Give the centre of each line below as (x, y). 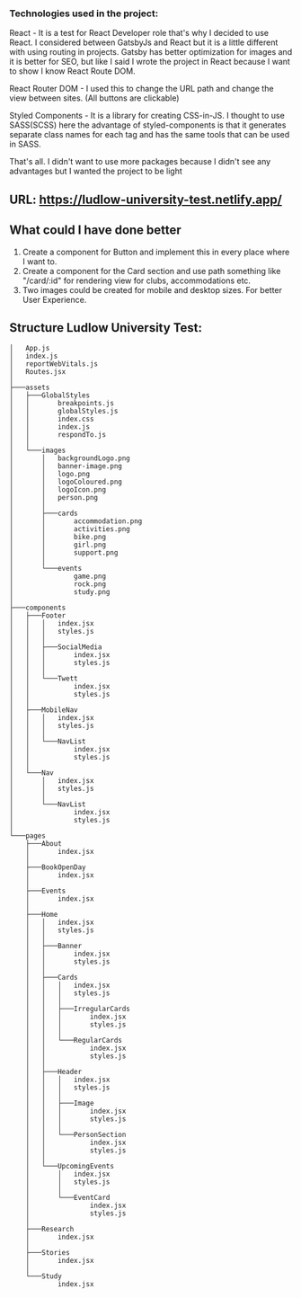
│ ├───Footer (38, 616)
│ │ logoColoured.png (66, 482)
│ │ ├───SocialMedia (56, 647)
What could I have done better (95, 231)
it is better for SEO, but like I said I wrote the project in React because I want (150, 62)
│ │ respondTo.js (58, 435)
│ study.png (60, 592)
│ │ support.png (64, 553)
